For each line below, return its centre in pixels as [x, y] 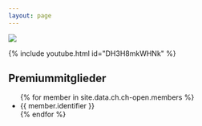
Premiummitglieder [57, 79]
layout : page [30, 16]
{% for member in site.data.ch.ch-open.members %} [107, 97]
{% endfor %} [43, 114]
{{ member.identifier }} [57, 106]
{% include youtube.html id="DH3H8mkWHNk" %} [92, 53]
